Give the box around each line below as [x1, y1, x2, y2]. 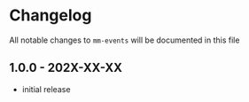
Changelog [9, 5, 92, 26]
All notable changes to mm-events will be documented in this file [9, 35, 240, 45]
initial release [21, 83, 71, 94]
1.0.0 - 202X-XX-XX [9, 60, 122, 75]
